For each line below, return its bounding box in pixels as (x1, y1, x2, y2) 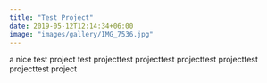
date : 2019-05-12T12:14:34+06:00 (9, 21, 134, 30)
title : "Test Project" (9, 12, 94, 22)
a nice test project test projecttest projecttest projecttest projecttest (9, 54, 259, 65)
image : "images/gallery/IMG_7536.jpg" (9, 29, 154, 38)
